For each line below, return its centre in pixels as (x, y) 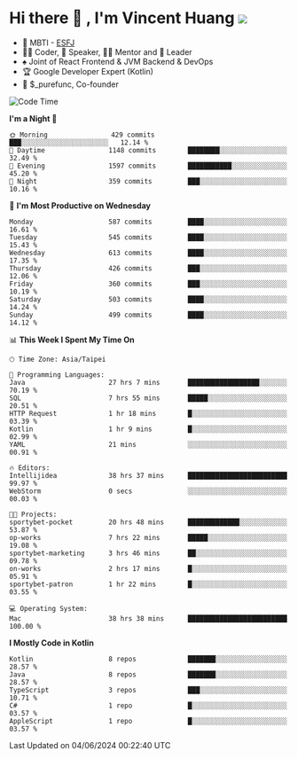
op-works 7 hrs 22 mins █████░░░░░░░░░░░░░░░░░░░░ (148, 537)
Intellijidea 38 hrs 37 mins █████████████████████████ (148, 475)
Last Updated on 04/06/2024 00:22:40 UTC (90, 745)
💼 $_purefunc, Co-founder (70, 84)
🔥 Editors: (30, 468)
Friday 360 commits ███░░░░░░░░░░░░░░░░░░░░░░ (148, 284)
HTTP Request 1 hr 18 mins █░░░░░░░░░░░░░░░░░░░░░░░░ (148, 413)
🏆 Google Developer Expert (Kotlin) (87, 71)
